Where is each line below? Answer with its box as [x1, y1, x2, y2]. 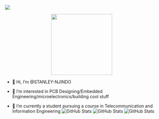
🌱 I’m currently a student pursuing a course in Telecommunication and [12, 103, 153, 109]
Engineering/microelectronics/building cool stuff [12, 94, 109, 99]
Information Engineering [12, 108, 61, 114]
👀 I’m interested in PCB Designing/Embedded [12, 88, 103, 94]
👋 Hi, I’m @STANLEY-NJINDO [12, 79, 71, 85]
